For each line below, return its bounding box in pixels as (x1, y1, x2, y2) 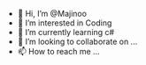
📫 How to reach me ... (17, 47, 100, 56)
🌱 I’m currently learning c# (17, 27, 115, 37)
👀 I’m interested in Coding (17, 18, 112, 28)
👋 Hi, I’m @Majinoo (17, 9, 87, 18)
